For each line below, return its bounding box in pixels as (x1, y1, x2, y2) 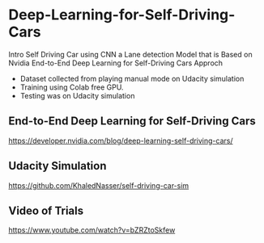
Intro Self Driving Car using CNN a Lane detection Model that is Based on (8, 49, 253, 59)
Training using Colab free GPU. (19, 82, 124, 92)
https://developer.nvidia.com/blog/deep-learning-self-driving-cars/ (8, 136, 233, 145)
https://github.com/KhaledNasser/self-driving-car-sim (8, 180, 189, 191)
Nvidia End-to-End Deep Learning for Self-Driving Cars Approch (8, 58, 224, 68)
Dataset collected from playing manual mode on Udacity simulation (19, 73, 245, 83)
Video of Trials (8, 203, 83, 217)
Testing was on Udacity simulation (19, 90, 135, 100)
